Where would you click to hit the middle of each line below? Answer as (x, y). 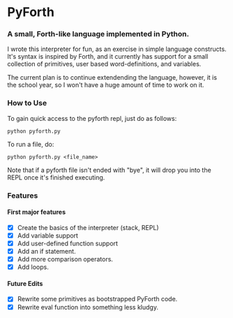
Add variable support (48, 236)
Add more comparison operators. (65, 259)
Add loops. (33, 267)
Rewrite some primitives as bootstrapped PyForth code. (97, 299)
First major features (37, 212)
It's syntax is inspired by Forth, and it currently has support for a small (108, 57)
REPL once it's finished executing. (56, 177)
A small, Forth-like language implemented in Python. (98, 34)
